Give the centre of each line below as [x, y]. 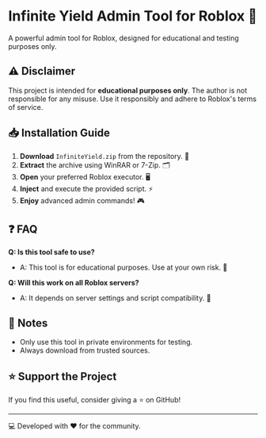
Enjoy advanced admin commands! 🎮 [82, 200]
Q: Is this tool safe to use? [51, 252]
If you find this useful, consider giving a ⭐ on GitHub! [94, 400]
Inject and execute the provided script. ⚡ [86, 188]
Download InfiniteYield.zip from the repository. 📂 [104, 156]
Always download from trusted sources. [85, 350]
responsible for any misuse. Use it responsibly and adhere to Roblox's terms [133, 99]
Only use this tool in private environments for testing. [106, 342]
